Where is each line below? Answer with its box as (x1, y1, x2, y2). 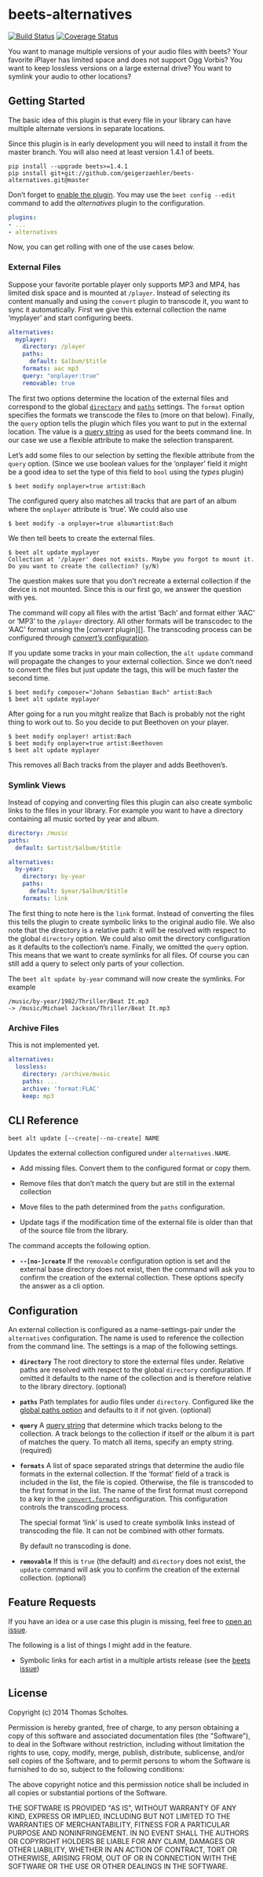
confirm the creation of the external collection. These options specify (19, 1273, 244, 1283)
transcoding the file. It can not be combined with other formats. (19, 1526, 225, 1536)
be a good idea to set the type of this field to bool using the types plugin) (8, 467, 244, 477)
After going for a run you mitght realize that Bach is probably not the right (8, 709, 246, 718)
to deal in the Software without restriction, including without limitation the (8, 1739, 245, 1748)
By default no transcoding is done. (19, 1541, 131, 1551)
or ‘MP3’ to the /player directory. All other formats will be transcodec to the (8, 616, 253, 626)
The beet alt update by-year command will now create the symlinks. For (8, 973, 246, 983)
